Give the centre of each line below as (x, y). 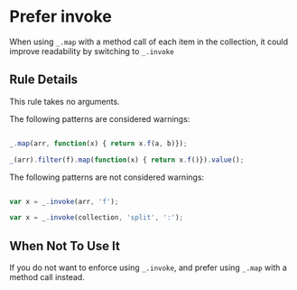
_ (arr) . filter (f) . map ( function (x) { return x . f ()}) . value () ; (127, 160)
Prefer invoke (61, 17)
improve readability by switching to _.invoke (92, 51)
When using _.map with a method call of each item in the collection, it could (149, 42)
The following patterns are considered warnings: (100, 118)
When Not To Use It (65, 246)
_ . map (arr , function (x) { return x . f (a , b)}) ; (98, 143)
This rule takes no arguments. (65, 101)
